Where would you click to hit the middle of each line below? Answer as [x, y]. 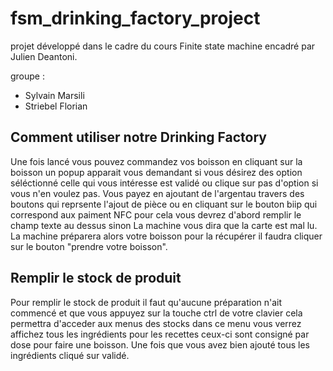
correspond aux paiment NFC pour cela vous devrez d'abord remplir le [156, 214]
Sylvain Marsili [54, 95]
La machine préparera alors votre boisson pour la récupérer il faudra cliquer [166, 236]
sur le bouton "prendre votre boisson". [89, 246]
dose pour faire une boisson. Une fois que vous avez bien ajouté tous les [160, 344]
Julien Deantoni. [44, 56]
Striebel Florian [56, 106]
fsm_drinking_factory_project [135, 18]
